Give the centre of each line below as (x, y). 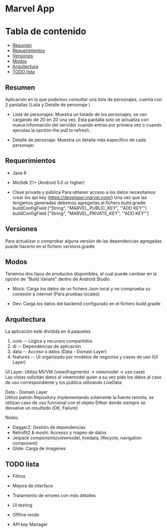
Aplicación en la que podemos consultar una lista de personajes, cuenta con (84, 99)
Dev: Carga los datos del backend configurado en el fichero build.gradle (86, 304)
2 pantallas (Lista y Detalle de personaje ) (48, 105)
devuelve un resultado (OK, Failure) (42, 408)
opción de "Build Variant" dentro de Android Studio (58, 279)
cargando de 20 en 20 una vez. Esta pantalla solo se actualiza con (81, 120)
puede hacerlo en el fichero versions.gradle (50, 246)
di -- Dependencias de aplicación (47, 346)
